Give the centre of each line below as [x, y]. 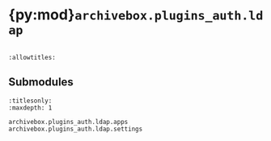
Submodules [41, 82]
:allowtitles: [32, 57]
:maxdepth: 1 [30, 108]
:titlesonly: [30, 101]
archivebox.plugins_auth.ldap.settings [76, 129]
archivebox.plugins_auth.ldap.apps [68, 122]
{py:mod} [42, 15]
